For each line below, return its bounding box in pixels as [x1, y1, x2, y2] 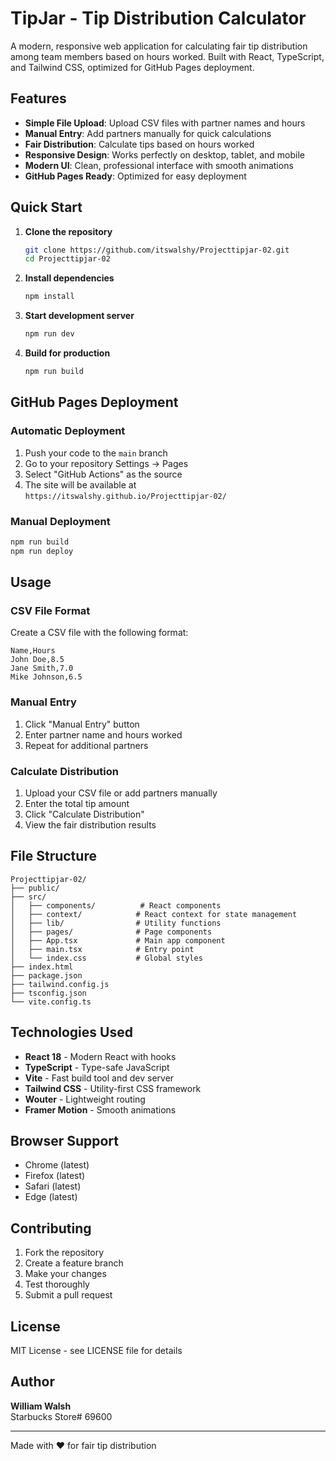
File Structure [10, 848, 97, 865]
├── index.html [10, 962, 74, 972]
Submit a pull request [24, 1289, 113, 1301]
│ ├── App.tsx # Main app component [10, 935, 226, 946]
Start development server [24, 310, 135, 322]
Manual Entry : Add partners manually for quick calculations [24, 127, 272, 139]
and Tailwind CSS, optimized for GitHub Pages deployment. [10, 61, 255, 73]
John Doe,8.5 [10, 655, 65, 665]
